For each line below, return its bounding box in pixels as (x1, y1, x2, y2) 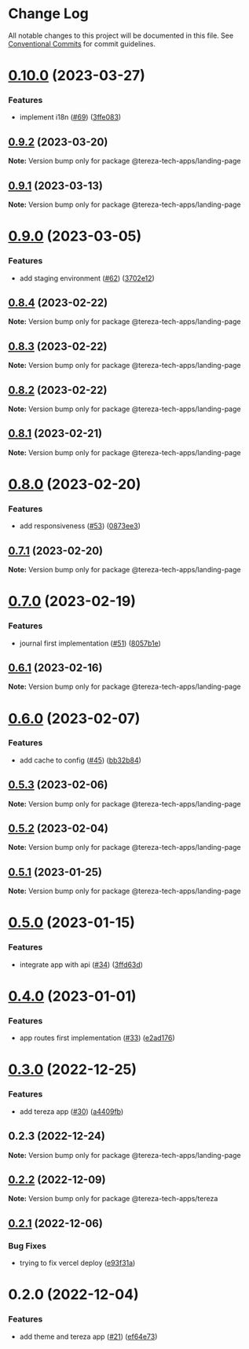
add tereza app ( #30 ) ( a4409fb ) (19, 1106, 124, 1116)
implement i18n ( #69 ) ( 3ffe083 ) (19, 112, 122, 122)
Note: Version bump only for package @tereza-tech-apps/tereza (8, 1194, 218, 1204)
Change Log (8, 5, 89, 23)
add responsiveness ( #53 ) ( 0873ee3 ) (19, 521, 141, 531)
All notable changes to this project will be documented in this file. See (8, 31, 234, 40)
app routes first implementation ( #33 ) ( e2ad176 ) (19, 1033, 175, 1042)
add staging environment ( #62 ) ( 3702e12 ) (19, 273, 155, 283)
